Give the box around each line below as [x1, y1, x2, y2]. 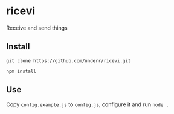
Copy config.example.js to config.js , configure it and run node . [6, 101, 169, 108]
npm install [6, 68, 36, 74]
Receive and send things [6, 24, 68, 31]
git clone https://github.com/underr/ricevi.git [6, 57, 131, 64]
